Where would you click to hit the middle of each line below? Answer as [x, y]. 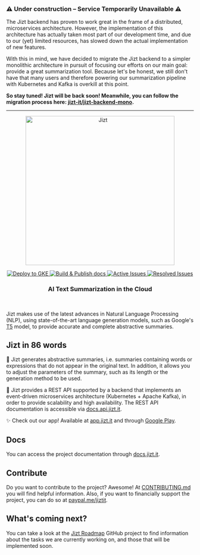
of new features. [26, 47]
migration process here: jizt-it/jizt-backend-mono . [70, 102]
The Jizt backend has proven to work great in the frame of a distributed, [95, 22]
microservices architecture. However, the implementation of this [85, 28]
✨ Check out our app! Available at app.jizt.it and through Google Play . [91, 421]
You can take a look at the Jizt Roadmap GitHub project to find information [97, 533]
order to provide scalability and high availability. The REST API [82, 403]
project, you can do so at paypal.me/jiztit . [57, 500]
